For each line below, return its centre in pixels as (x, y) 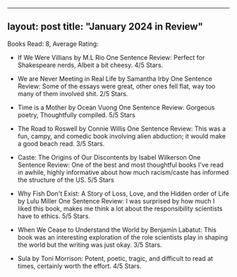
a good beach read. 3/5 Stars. (61, 143)
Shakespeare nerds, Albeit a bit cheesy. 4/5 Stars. (90, 65)
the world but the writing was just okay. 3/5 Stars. (90, 244)
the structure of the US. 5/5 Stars (66, 179)
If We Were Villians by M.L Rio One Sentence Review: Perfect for (111, 57)
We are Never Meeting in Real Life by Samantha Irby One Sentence (115, 78)
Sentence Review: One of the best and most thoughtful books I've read (121, 165)
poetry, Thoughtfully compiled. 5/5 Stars (76, 114)
